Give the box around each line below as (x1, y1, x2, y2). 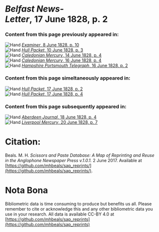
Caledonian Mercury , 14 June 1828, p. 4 (21, 52, 102, 58)
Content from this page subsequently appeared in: (5, 103, 127, 110)
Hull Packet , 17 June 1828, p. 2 (21, 86, 83, 92)
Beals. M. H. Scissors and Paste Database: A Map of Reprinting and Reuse (5, 152, 155, 158)
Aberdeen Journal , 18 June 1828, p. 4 (21, 114, 97, 120)
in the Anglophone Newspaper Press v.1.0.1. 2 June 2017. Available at (5, 158, 142, 164)
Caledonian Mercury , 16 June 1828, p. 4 (21, 57, 102, 64)
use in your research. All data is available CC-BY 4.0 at (5, 211, 114, 217)
